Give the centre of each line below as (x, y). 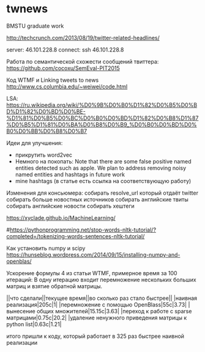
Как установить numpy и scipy (46, 248)
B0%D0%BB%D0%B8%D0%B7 (47, 131)
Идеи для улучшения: (35, 143)
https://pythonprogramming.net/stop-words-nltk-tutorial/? (83, 230)
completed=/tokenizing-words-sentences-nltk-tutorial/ (76, 236)
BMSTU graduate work (35, 26)
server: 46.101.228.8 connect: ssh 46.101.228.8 (65, 49)
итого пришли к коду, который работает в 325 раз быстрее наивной (95, 336)
